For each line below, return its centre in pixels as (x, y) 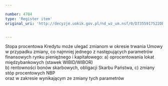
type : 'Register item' (29, 19)
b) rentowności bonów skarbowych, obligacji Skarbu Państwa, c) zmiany (80, 67)
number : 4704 (19, 14)
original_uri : (20, 23)
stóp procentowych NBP (30, 73)
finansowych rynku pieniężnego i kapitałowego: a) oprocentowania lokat (80, 57)
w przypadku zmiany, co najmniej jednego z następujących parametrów (79, 52)
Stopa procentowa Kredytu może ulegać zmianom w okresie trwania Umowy (84, 46)
